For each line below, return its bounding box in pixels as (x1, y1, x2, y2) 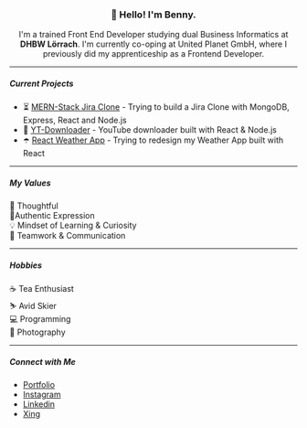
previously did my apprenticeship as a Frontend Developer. (42, 48, 265, 59)
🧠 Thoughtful (9, 200, 59, 211)
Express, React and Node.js (22, 114, 127, 126)
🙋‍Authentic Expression (9, 210, 95, 221)
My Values (9, 177, 51, 188)
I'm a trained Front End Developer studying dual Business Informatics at (18, 29, 289, 40)
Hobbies (9, 260, 43, 271)
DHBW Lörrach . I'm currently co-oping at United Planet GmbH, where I (19, 38, 288, 49)
